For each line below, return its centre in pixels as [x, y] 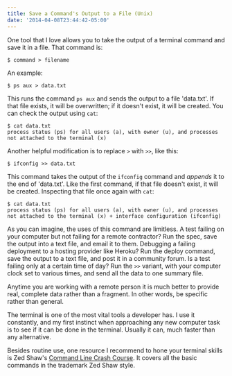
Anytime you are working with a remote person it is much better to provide [113, 287]
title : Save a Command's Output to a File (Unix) [80, 14]
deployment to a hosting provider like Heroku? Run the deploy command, [111, 251]
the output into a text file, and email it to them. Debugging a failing [101, 243]
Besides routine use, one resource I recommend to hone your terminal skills [115, 350]
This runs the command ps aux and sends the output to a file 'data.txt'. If [111, 99]
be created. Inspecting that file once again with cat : [81, 191]
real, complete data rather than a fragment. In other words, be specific [107, 294]
